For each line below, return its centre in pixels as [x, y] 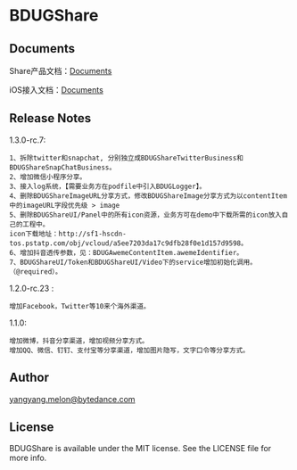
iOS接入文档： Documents [57, 90]
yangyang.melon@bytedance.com [72, 399]
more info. [28, 458]
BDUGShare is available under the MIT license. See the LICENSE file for [140, 449]
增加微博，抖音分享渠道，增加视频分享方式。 [79, 341]
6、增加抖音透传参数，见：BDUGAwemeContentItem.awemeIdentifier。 [126, 252]
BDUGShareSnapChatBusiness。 [62, 167]
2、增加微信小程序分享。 [48, 177]
